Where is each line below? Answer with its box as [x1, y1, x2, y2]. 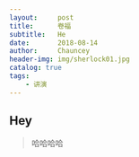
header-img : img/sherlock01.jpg [9, 55, 130, 64]
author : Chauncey [9, 47, 91, 56]
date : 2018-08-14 [9, 38, 99, 48]
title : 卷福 [9, 22, 72, 31]
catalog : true [9, 64, 63, 73]
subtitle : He [9, 30, 66, 39]
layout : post [9, 13, 74, 22]
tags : [9, 72, 30, 81]
